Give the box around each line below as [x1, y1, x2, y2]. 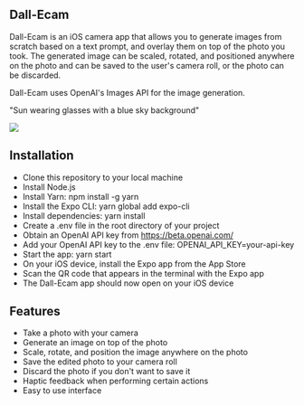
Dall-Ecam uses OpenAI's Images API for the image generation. [9, 87, 246, 98]
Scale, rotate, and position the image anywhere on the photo [22, 347, 249, 358]
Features [9, 304, 61, 319]
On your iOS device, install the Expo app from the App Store [22, 258, 246, 269]
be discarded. [9, 70, 62, 80]
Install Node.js [22, 181, 76, 193]
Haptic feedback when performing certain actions [22, 375, 209, 387]
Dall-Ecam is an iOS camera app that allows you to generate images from [9, 31, 282, 42]
